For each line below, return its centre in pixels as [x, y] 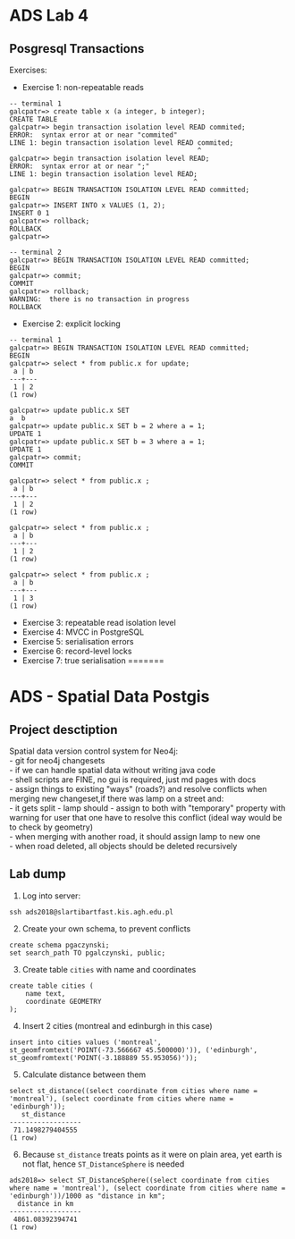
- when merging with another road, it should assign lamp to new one [135, 836]
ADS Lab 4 [49, 16]
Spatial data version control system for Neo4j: [94, 751]
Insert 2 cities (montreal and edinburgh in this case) [117, 1025]
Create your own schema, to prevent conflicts [106, 928]
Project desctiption [63, 729]
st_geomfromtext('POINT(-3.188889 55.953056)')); [104, 1058]
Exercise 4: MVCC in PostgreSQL [83, 632]
